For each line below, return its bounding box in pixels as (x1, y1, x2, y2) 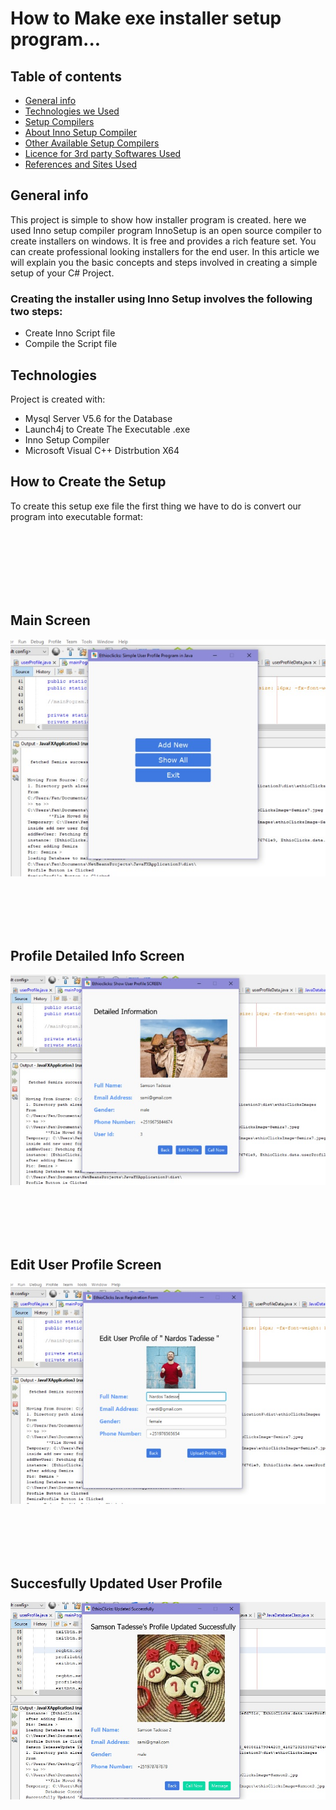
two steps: (10, 304, 63, 318)
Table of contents (10, 68, 122, 85)
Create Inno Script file (24, 327, 116, 339)
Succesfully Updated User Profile (10, 1575, 223, 1592)
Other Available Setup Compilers (24, 137, 160, 149)
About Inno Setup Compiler (24, 127, 138, 138)
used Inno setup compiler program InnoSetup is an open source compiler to (10, 224, 322, 236)
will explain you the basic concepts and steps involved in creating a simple (10, 256, 318, 268)
